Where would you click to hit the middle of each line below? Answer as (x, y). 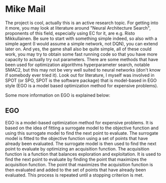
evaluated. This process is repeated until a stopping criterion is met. (74, 175)
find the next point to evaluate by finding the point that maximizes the (76, 159)
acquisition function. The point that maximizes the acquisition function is (79, 164)
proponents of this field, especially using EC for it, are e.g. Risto (70, 33)
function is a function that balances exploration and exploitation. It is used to (83, 154)
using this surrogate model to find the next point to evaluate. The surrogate (82, 133)
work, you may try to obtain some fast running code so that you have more (81, 54)
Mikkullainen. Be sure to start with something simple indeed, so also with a (81, 38)
